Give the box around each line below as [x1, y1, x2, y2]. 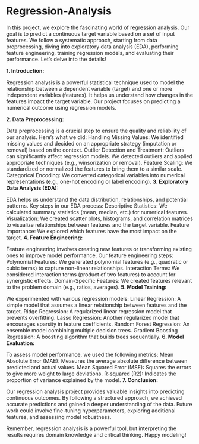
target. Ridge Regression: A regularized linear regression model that [6, 307, 172, 314]
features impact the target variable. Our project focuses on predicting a [6, 97, 181, 105]
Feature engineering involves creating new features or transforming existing [6, 245, 192, 252]
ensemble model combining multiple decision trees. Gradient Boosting [6, 326, 178, 334]
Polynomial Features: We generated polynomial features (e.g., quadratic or [6, 258, 188, 265]
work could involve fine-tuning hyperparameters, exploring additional [6, 407, 176, 414]
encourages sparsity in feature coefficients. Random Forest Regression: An [6, 320, 190, 328]
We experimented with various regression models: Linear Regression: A [6, 295, 181, 302]
